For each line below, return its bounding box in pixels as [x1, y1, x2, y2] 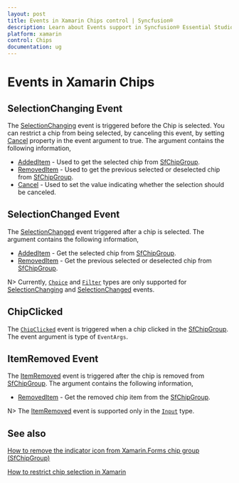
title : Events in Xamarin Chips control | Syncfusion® [7, 17, 174, 24]
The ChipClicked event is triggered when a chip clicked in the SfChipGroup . [7, 324, 229, 333]
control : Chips [7, 37, 53, 44]
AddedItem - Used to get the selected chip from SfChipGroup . [17, 158, 201, 166]
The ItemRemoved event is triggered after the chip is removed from [7, 371, 205, 381]
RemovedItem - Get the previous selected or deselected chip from [17, 256, 212, 265]
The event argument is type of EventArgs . [7, 332, 128, 341]
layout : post [7, 10, 46, 18]
